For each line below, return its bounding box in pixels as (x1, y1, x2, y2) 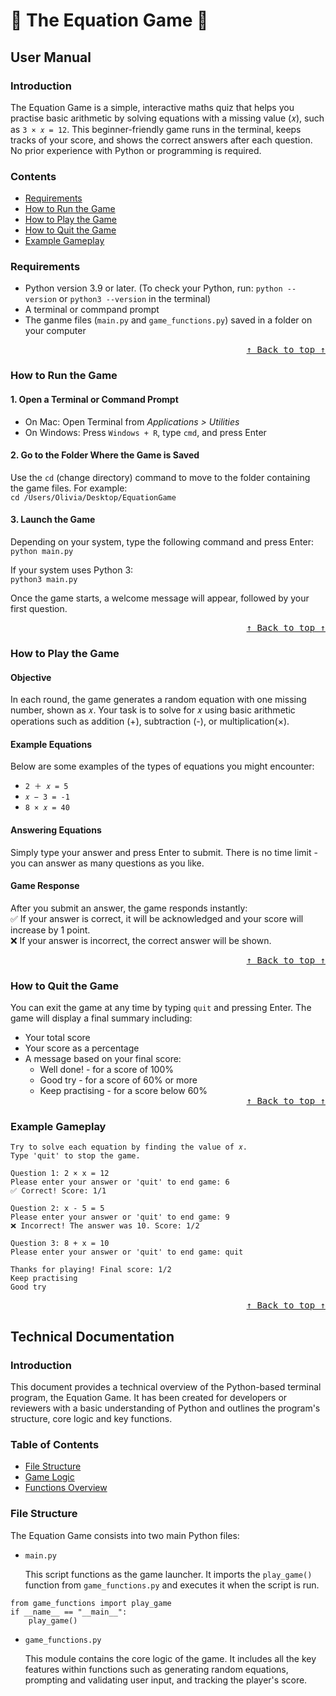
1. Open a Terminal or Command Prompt (10, 393, 179, 405)
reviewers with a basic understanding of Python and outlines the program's (10, 1402, 321, 1414)
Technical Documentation (10, 1328, 175, 1345)
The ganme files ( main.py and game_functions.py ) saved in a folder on (24, 314, 313, 326)
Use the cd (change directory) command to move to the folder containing (10, 471, 311, 483)
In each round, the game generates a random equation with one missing (10, 694, 307, 706)
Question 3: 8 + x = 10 (10, 1239, 110, 1249)
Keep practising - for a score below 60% (39, 1085, 208, 1097)
